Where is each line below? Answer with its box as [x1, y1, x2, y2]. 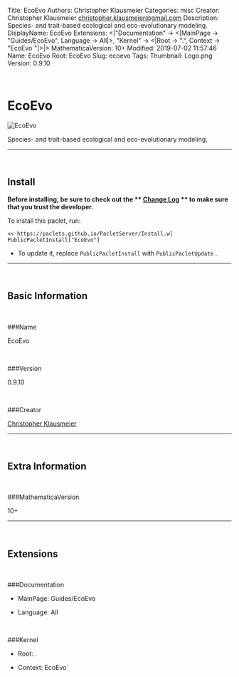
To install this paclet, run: [7, 216, 81, 225]
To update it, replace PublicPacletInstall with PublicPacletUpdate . [17, 248, 218, 257]
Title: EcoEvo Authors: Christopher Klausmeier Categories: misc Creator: [7, 6, 221, 14]
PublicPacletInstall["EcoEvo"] [7, 236, 100, 243]
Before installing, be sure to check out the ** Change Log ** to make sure [7, 195, 229, 204]
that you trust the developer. [7, 202, 94, 211]
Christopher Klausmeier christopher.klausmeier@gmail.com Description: [7, 14, 219, 22]
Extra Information [7, 460, 87, 472]
